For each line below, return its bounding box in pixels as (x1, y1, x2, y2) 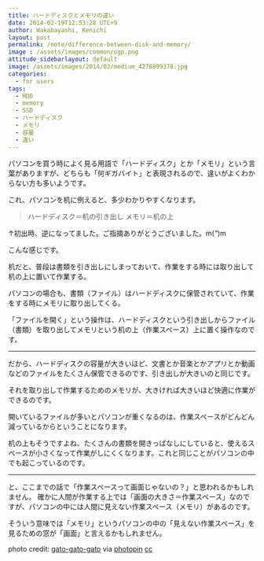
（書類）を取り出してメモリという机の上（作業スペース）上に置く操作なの (8, 324, 248, 334)
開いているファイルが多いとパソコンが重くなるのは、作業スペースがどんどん (8, 412, 255, 421)
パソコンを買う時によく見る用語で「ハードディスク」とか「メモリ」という (8, 158, 249, 168)
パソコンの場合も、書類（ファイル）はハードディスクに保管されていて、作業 (8, 288, 255, 297)
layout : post (8, 33, 51, 42)
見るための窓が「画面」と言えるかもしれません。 (8, 528, 167, 537)
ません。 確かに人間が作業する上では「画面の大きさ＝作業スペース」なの (8, 492, 244, 501)
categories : (8, 70, 47, 78)
